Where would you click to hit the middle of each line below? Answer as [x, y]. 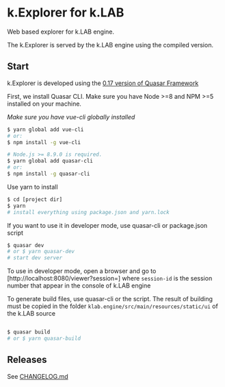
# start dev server [35, 258]
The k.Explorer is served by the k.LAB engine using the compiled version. [110, 45]
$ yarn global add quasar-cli [50, 161]
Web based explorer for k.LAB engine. [61, 32]
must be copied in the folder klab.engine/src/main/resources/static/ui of [113, 306]
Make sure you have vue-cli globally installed [71, 117]
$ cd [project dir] [35, 199]
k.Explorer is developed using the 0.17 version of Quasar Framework [103, 83]
